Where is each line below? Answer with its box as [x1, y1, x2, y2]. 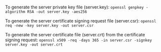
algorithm [5, 9, 26, 14]
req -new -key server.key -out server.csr [5, 23, 94, 28]
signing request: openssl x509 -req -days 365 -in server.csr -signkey [5, 37, 152, 43]
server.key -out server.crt [5, 42, 63, 47]
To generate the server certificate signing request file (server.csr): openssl [5, 18, 157, 24]
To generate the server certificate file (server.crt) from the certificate [5, 32, 145, 37]
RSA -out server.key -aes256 [27, 9, 87, 14]
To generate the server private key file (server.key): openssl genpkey [5, 4, 144, 10]
